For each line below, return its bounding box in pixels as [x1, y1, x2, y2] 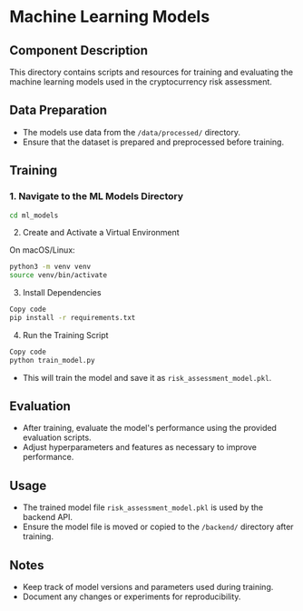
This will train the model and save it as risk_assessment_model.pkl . [22, 372, 272, 383]
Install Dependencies [22, 287, 102, 298]
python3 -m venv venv [9, 262, 92, 272]
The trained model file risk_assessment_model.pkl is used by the [22, 502, 264, 513]
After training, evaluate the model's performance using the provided [22, 423, 277, 434]
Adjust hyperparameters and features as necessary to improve [22, 442, 257, 453]
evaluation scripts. [22, 432, 93, 443]
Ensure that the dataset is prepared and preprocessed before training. [22, 136, 284, 147]
